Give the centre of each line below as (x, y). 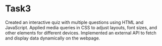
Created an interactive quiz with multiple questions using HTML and (74, 22)
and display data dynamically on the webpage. (53, 38)
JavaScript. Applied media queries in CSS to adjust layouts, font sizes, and (81, 27)
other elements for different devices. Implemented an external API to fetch (81, 33)
